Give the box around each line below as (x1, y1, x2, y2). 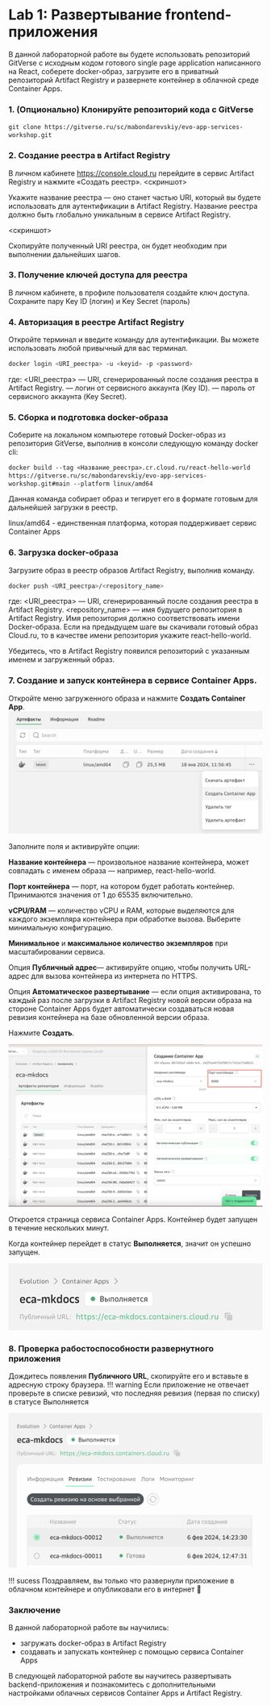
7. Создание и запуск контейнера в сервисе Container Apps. (8, 675, 257, 686)
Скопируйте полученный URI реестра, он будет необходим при (8, 240, 227, 251)
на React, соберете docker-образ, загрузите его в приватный (8, 66, 219, 76)
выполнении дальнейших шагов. (8, 249, 121, 259)
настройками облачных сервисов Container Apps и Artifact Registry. (8, 1688, 243, 1698)
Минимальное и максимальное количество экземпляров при (8, 938, 228, 948)
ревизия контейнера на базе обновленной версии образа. (8, 1012, 210, 1022)
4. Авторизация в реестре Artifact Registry (8, 316, 185, 327)
